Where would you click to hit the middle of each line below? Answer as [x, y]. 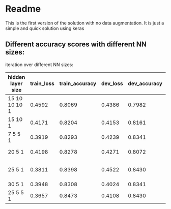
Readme [23, 9]
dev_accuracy [145, 83]
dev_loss [112, 83]
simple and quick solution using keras [45, 28]
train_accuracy [78, 83]
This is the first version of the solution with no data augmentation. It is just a [85, 23]
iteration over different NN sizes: [39, 65]
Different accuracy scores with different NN [76, 44]
